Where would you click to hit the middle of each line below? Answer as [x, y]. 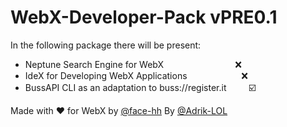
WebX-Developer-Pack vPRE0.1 [144, 17]
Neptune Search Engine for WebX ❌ [133, 64]
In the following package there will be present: [106, 45]
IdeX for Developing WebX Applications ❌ [136, 75]
